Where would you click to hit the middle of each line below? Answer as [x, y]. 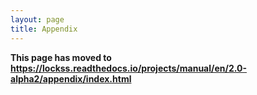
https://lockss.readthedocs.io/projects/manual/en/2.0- [129, 68]
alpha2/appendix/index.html [71, 78]
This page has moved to [61, 57]
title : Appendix [44, 29]
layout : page [37, 19]
